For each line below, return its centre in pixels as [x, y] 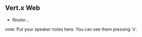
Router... [20, 19]
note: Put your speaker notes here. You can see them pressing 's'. [71, 29]
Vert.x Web [23, 8]
